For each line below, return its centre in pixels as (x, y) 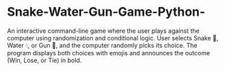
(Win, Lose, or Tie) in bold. (44, 60)
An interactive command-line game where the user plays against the (103, 31)
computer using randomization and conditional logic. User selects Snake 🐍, (113, 38)
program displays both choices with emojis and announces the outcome (109, 53)
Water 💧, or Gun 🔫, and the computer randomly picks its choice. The (102, 45)
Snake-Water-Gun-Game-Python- (106, 12)
